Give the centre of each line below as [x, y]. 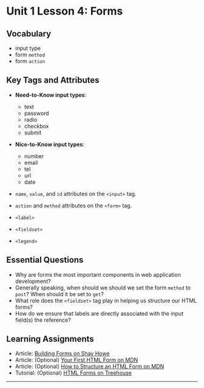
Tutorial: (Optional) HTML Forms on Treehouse [73, 373]
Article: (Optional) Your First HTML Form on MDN [76, 360]
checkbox [37, 126]
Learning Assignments [50, 339]
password [37, 113]
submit [33, 133]
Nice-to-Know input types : [50, 144]
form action [30, 61]
